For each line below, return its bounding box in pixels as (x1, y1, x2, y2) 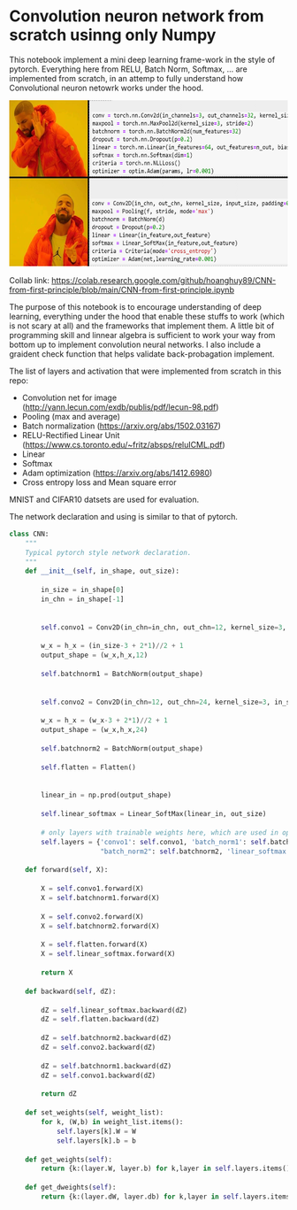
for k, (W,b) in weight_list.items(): (41, 1118, 184, 1127)
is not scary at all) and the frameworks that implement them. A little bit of (9, 320, 275, 331)
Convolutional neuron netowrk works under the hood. (9, 82, 204, 93)
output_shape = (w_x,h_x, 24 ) (41, 726, 148, 735)
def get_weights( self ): (25, 1155, 113, 1164)
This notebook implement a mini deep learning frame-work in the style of (9, 54, 276, 65)
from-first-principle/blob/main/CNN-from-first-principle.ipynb (9, 284, 234, 295)
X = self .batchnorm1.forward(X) (41, 894, 161, 903)
